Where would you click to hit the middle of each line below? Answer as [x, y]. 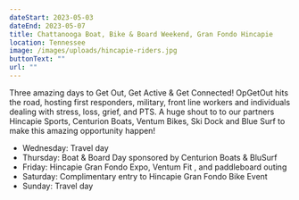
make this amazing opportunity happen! [83, 130]
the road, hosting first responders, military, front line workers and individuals [150, 102]
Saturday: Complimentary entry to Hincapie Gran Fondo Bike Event [145, 176]
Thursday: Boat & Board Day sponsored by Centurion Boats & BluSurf [149, 157]
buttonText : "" [37, 59]
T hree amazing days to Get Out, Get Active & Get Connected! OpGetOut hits [149, 92]
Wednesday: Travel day [65, 147]
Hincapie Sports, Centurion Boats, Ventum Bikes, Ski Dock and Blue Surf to [147, 121]
